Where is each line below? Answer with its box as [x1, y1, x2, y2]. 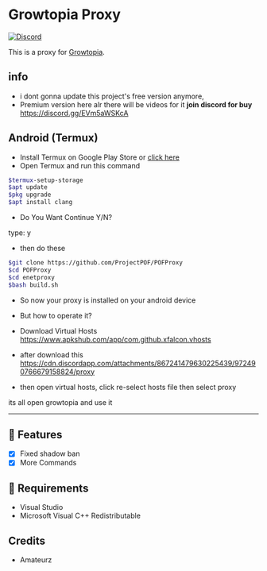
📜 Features [8, 427, 63, 442]
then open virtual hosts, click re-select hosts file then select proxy [19, 382, 237, 392]
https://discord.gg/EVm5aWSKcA [19, 108, 129, 118]
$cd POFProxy [8, 266, 52, 274]
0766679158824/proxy [19, 367, 95, 376]
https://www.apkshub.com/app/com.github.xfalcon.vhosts [19, 334, 212, 344]
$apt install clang [8, 199, 73, 206]
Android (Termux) [8, 131, 99, 145]
